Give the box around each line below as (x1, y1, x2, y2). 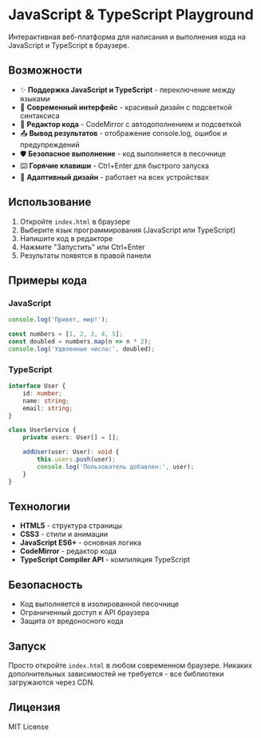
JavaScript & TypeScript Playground (8, 6, 254, 24)
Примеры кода (8, 273, 88, 287)
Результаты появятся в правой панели (19, 250, 152, 260)
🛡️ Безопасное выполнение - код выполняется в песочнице (19, 149, 226, 158)
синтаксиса (19, 110, 60, 121)
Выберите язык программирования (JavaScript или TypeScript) (19, 225, 236, 235)
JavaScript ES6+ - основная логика (19, 538, 142, 548)
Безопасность (8, 577, 83, 592)
